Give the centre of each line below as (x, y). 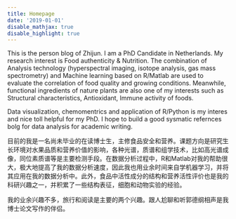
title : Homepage (31, 14)
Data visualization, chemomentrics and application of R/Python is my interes (118, 112)
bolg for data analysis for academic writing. (70, 126)
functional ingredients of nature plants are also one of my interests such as (116, 91)
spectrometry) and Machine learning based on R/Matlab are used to (105, 76)
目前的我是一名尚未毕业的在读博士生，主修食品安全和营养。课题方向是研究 (115, 141)
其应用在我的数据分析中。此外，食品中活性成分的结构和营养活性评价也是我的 (118, 176)
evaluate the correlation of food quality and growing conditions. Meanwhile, (117, 83)
